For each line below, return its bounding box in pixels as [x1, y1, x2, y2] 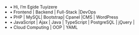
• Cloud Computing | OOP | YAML [9, 24, 78, 30]
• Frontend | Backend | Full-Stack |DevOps [9, 9, 96, 15]
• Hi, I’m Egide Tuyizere [9, 4, 58, 10]
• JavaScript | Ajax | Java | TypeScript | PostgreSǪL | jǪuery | [9, 19, 135, 25]
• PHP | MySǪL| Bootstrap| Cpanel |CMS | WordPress [9, 14, 118, 20]
